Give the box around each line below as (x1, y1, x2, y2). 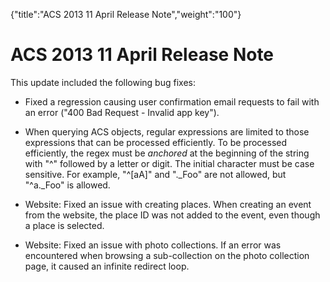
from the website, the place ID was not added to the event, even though (24, 209, 321, 221)
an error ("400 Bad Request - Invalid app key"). (24, 106, 220, 118)
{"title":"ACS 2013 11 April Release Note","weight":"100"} (10, 9, 242, 20)
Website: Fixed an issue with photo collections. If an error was (24, 239, 282, 251)
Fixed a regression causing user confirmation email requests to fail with (24, 95, 320, 108)
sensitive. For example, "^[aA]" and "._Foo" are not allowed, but (24, 168, 287, 180)
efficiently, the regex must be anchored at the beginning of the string (24, 147, 310, 159)
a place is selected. (24, 219, 105, 231)
